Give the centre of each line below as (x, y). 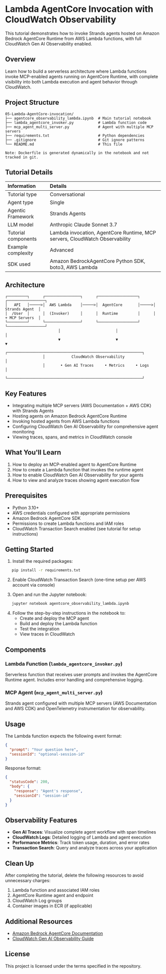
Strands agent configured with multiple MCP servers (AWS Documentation (81, 703)
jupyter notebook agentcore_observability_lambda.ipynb (70, 604)
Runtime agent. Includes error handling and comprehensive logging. (74, 679)
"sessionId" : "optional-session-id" (47, 754)
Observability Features (41, 820)
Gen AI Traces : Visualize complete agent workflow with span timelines (84, 832)
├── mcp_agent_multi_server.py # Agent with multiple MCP (79, 127)
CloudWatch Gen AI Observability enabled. (49, 43)
